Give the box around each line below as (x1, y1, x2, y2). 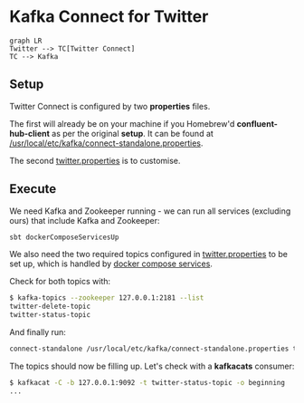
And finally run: (9, 327, 66, 338)
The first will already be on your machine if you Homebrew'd (9, 118, 235, 129)
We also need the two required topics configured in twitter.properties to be (9, 249, 288, 260)
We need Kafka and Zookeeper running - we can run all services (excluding (9, 206, 291, 216)
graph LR (9, 36, 43, 45)
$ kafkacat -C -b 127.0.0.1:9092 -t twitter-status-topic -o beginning (9, 378, 285, 387)
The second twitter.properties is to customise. (9, 155, 181, 166)
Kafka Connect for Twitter (9, 6, 209, 27)
